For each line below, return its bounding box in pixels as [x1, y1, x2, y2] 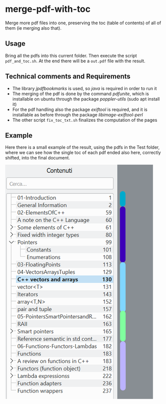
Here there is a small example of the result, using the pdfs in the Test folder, [5, 145, 160, 151]
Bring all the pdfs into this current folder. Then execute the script [5, 52, 137, 58]
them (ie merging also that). [5, 25, 62, 31]
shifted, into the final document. [5, 155, 70, 161]
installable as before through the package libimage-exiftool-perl [12, 111, 143, 117]
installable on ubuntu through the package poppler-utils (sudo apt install [12, 96, 160, 102]
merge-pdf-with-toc [5, 3, 91, 15]
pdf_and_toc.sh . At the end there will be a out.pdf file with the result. [5, 58, 146, 64]
